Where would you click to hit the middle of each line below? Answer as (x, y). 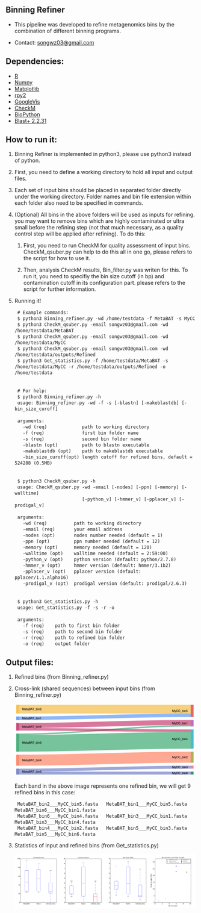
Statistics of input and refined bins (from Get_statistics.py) (86, 845)
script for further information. (60, 289)
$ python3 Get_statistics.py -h (58, 602)
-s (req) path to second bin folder (73, 632)
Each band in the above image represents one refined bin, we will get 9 (102, 786)
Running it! (28, 301)
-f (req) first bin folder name (81, 433)
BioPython (27, 114)
